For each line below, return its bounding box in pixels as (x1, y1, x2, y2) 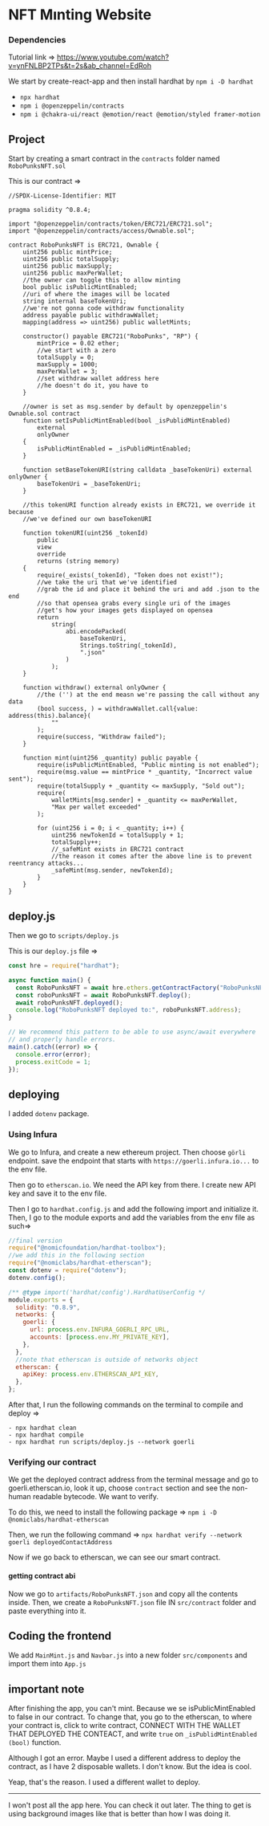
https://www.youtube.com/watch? (57, 52, 170, 62)
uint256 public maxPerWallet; (22, 269, 124, 278)
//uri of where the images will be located (22, 291, 171, 299)
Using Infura (8, 1129, 58, 1140)
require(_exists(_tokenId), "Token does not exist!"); (37, 572, 224, 580)
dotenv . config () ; (8, 1274, 66, 1282)
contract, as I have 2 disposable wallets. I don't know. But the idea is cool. (8, 1762, 252, 1771)
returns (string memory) (37, 557, 120, 565)
